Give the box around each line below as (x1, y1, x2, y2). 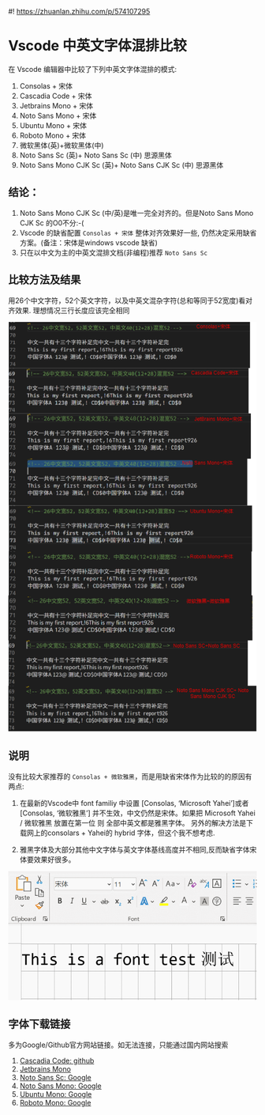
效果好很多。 (33, 854, 76, 864)
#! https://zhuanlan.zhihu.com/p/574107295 (8, 7, 151, 16)
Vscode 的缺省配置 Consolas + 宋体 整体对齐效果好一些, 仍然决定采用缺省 (19, 228, 257, 237)
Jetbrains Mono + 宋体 (19, 100, 94, 110)
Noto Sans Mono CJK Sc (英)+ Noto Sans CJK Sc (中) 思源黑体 (19, 160, 224, 169)
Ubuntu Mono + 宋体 (19, 120, 87, 130)
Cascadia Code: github (19, 1056, 95, 1065)
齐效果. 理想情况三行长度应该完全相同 (8, 305, 130, 315)
